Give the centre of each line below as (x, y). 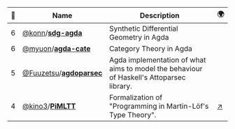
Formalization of (136, 97)
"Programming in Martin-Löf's (159, 106)
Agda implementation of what (158, 60)
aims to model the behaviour (156, 69)
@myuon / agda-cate (56, 48)
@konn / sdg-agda (52, 33)
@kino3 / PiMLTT (49, 106)
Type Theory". (133, 115)
